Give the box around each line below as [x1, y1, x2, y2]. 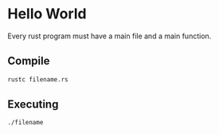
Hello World [7, 5, 87, 23]
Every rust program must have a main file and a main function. [7, 31, 212, 41]
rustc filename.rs [7, 75, 68, 84]
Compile [7, 54, 50, 68]
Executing [7, 97, 59, 112]
